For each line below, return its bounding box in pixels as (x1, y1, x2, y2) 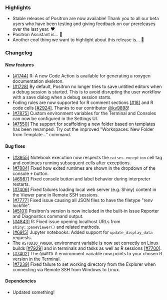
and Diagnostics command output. (12, 213, 84, 219)
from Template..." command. (12, 132, 71, 138)
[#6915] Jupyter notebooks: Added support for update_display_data (12, 229, 153, 235)
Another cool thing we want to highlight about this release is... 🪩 (12, 37, 144, 43)
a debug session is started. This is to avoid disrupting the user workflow (12, 89, 161, 95)
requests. (12, 234, 32, 240)
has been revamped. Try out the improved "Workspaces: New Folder (12, 126, 154, 132)
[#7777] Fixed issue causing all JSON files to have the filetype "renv (12, 197, 153, 203)
